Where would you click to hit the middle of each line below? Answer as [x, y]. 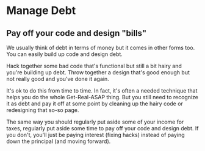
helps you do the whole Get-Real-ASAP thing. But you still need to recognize [103, 97]
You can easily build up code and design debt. [65, 54]
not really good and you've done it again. [58, 79]
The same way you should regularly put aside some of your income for [95, 122]
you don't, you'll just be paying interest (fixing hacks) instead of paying [95, 135]
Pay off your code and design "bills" [77, 33]
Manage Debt [41, 11]
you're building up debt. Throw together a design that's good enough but [98, 72]
